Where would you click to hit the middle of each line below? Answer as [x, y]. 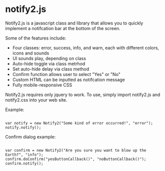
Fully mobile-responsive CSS [42, 85]
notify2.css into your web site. [36, 100]
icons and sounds [31, 53]
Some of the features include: [36, 38]
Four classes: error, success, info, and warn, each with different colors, [85, 47]
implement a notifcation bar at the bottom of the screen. [63, 28]
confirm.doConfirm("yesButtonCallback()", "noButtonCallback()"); [76, 159]
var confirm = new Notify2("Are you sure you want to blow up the [76, 150]
